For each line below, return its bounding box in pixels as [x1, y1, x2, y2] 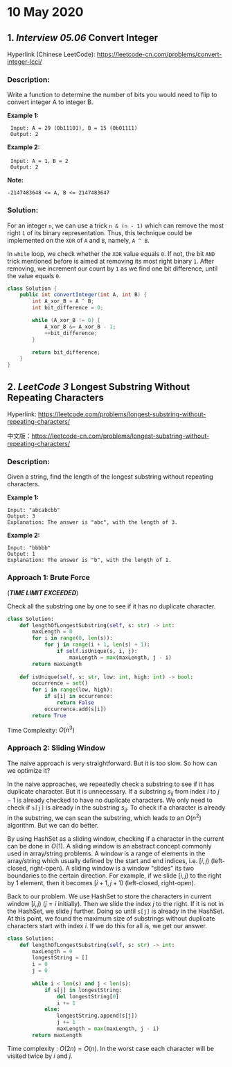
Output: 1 [7, 551, 36, 558]
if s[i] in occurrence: [44, 693, 113, 700]
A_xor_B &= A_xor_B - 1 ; [44, 323, 116, 330]
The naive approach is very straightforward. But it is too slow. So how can [7, 759, 217, 767]
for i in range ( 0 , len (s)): [32, 635, 113, 642]
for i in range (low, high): [32, 686, 113, 694]
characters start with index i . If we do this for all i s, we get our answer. [7, 921, 208, 930]
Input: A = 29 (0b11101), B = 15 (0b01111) [10, 125, 138, 132]
